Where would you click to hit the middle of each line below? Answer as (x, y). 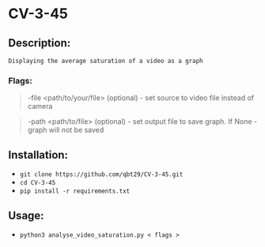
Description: (40, 43)
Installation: (38, 155)
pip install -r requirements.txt (75, 191)
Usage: (26, 215)
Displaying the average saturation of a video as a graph (106, 61)
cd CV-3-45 (38, 183)
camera (40, 107)
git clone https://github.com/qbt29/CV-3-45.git (101, 174)
